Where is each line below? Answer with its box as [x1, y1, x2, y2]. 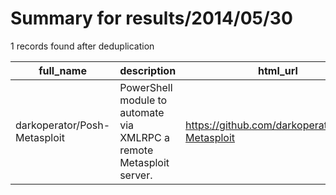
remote [119, 143, 154, 157]
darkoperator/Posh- [15, 118, 111, 132]
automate [119, 105, 165, 119]
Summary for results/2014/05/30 [10, 7, 293, 30]
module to [119, 93, 168, 107]
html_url [258, 63, 298, 77]
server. [119, 168, 153, 182]
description [119, 63, 177, 77]
